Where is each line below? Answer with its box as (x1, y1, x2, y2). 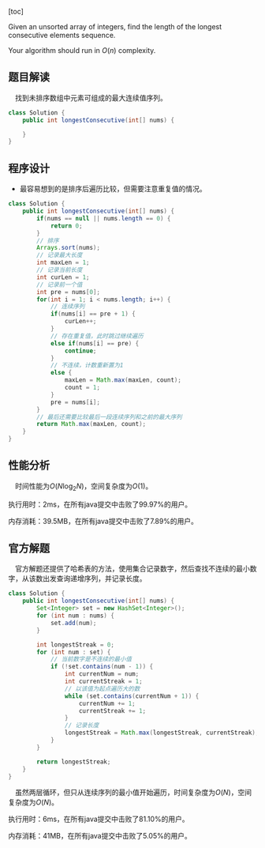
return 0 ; (50, 221, 83, 230)
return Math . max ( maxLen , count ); (36, 420, 147, 428)
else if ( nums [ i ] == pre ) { (50, 339, 140, 347)
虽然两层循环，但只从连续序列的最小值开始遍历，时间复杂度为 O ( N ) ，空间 (15, 788, 252, 797)
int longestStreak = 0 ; (36, 640, 114, 649)
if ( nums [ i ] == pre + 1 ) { (50, 310, 136, 318)
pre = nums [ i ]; (50, 398, 101, 406)
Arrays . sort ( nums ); (36, 244, 101, 252)
